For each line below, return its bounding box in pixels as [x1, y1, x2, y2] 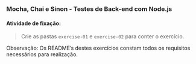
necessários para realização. [6, 51, 78, 58]
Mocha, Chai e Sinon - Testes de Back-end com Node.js [6, 5, 172, 13]
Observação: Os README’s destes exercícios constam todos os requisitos [6, 44, 191, 52]
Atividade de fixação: [6, 20, 62, 27]
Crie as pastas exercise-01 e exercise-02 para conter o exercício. [21, 33, 185, 40]
